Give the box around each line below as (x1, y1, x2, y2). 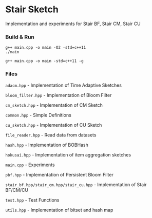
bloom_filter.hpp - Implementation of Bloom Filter (5, 92, 112, 98)
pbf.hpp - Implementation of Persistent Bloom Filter (5, 171, 114, 177)
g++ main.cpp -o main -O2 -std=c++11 (5, 45, 86, 50)
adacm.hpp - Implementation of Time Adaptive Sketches (5, 82, 122, 88)
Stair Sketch (5, 4, 59, 15)
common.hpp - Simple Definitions (5, 112, 72, 118)
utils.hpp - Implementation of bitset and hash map (5, 207, 113, 213)
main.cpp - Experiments (5, 162, 55, 168)
